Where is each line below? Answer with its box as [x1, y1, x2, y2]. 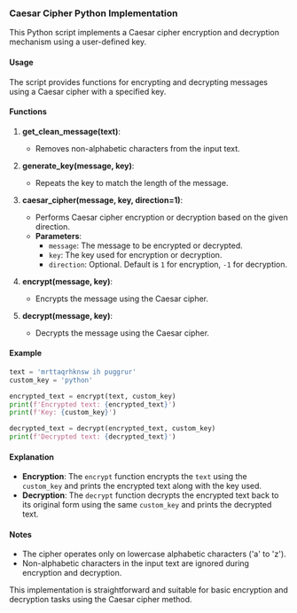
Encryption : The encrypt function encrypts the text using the [21, 471, 247, 482]
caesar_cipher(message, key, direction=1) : [21, 194, 184, 206]
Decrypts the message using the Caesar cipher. [35, 327, 210, 338]
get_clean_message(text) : [21, 126, 121, 136]
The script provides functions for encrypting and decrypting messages [9, 76, 269, 87]
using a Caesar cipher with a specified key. [9, 86, 167, 97]
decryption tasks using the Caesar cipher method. [9, 594, 192, 605]
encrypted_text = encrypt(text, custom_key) [9, 392, 176, 400]
